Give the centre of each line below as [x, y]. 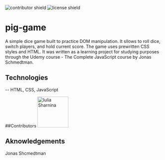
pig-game [26, 28]
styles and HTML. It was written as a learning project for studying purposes [82, 51]
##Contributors [21, 125]
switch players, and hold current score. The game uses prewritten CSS [77, 46]
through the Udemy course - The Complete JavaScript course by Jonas [78, 57]
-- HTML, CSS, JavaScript [32, 89]
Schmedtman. [19, 62]
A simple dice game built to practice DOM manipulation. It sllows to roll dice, [83, 41]
